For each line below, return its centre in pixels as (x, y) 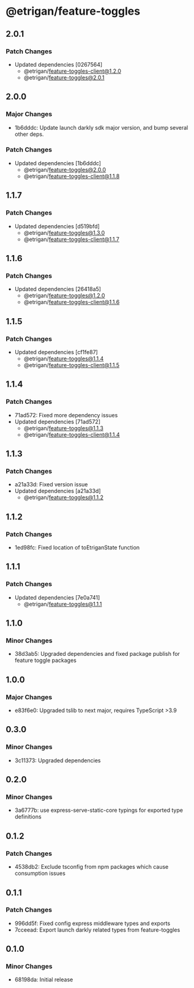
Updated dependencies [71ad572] (57, 422)
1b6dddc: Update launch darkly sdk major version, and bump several (101, 127)
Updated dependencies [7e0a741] (57, 597)
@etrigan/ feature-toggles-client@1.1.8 (72, 176)
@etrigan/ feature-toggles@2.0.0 (65, 169)
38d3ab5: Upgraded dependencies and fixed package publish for (97, 654)
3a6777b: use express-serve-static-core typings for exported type (99, 810)
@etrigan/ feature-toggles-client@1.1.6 (72, 302)
